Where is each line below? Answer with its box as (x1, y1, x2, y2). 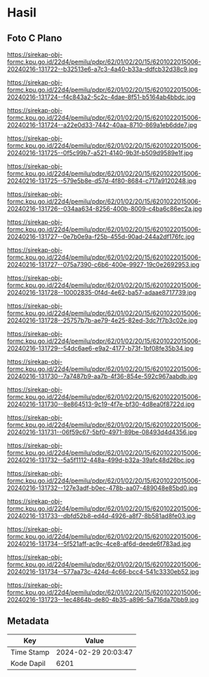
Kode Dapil (10, 658, 46, 668)
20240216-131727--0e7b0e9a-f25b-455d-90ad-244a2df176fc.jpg (7, 232, 195, 241)
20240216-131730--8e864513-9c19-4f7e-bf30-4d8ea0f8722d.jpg (7, 400, 195, 408)
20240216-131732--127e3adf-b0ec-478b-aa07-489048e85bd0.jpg (7, 484, 197, 492)
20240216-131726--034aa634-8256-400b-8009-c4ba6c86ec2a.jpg (7, 205, 202, 212)
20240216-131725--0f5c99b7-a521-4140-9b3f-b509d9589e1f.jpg (7, 149, 193, 157)
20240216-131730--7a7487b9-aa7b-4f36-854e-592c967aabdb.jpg (7, 373, 197, 380)
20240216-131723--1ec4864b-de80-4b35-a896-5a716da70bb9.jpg (7, 596, 199, 603)
